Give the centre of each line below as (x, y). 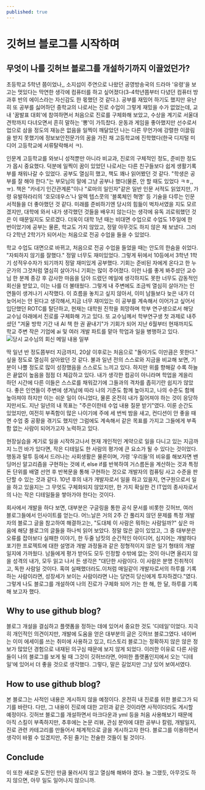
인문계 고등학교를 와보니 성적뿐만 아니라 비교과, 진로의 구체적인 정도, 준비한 (96, 158)
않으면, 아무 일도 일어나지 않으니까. (54, 780)
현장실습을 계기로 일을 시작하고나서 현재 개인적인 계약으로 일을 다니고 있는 (94, 441)
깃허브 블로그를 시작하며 (63, 44)
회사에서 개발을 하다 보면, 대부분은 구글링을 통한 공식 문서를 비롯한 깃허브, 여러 (100, 508)
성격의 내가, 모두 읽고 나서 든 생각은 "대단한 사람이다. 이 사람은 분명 (92, 561)
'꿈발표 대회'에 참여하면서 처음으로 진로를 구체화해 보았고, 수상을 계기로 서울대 (105, 115)
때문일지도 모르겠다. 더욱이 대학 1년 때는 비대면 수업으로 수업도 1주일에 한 (106, 219)
